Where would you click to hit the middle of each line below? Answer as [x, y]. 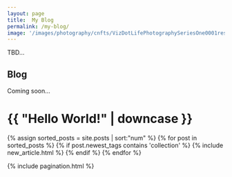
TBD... [16, 53]
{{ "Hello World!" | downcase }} [100, 119]
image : [17, 33]
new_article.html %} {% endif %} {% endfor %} [74, 152]
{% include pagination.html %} [51, 166]
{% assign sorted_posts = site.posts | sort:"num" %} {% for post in [102, 138]
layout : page [26, 13]
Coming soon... [29, 91]
